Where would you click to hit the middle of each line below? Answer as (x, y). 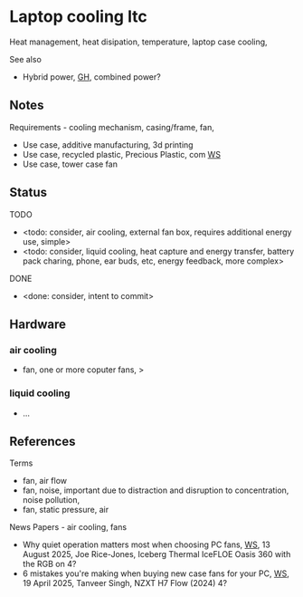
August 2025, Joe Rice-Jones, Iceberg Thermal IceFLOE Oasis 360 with (156, 554)
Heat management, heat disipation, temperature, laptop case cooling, (139, 42)
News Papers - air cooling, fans (68, 527)
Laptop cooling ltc (78, 17)
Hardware (38, 324)
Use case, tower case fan (70, 164)
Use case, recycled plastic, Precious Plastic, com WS (122, 154)
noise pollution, (51, 500)
